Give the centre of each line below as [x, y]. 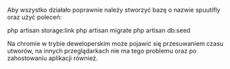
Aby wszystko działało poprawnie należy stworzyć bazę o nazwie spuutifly [114, 10]
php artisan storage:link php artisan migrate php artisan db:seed [99, 30]
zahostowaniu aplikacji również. [53, 58]
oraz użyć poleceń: [35, 17]
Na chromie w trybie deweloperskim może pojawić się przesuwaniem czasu [115, 43]
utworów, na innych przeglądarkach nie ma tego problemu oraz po [102, 51]
